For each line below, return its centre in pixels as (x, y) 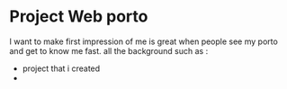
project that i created (61, 68)
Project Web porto (79, 17)
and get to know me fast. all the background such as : (109, 50)
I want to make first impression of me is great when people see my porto (144, 41)
